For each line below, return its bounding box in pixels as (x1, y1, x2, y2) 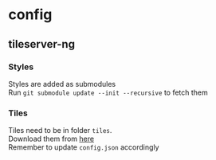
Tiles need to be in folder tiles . (8, 126, 112, 135)
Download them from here (8, 134, 94, 144)
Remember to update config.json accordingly (8, 142, 159, 152)
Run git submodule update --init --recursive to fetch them (8, 88, 209, 97)
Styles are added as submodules (8, 79, 116, 88)
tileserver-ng (8, 37, 76, 51)
